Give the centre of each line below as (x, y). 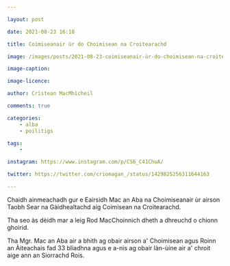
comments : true (29, 106)
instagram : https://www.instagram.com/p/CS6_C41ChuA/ (86, 162)
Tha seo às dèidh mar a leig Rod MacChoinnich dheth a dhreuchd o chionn (113, 220)
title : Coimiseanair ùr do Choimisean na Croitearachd (87, 44)
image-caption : (29, 69)
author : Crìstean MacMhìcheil (50, 94)
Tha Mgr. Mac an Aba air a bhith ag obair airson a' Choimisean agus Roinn (112, 241)
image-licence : (29, 81)
